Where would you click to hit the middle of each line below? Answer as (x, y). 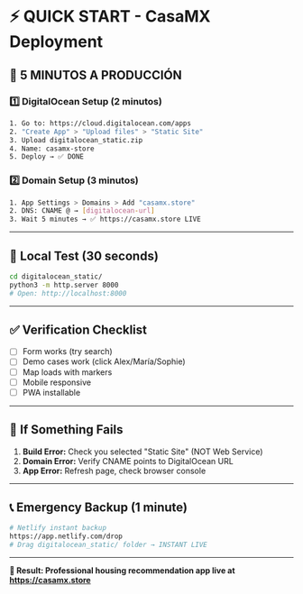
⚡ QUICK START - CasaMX (110, 17)
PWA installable (51, 392)
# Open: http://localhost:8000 (68, 293)
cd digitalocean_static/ (56, 276)
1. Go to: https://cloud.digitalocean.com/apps (101, 123)
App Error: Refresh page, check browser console (114, 471)
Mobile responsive (57, 382)
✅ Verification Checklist (78, 330)
